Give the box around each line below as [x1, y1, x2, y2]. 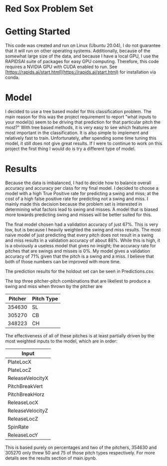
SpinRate [7, 423, 29, 430]
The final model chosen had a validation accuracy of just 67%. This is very [5, 221, 159, 227]
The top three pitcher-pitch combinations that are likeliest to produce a [5, 278, 151, 284]
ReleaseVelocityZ [7, 407, 48, 414]
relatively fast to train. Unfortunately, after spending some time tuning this [5, 135, 157, 141]
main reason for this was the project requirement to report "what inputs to [5, 114, 157, 120]
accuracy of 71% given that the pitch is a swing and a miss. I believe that [5, 253, 154, 259]
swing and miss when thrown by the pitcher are [5, 283, 103, 289]
